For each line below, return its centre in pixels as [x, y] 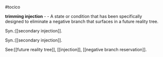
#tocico [13, 7]
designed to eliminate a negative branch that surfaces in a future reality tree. [82, 21]
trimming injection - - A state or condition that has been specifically [74, 16]
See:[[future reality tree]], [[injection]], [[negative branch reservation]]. [76, 50]
